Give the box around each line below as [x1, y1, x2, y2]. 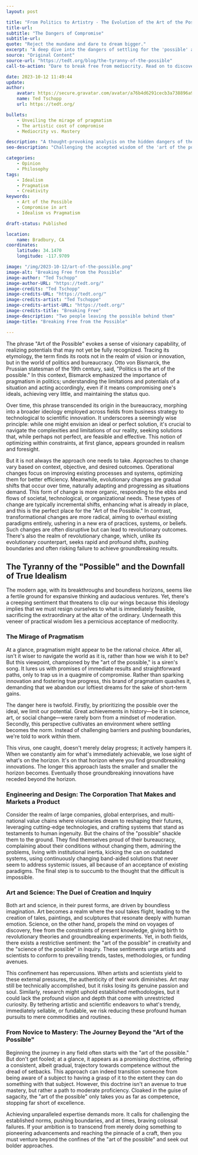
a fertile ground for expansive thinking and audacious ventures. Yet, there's [6, 593, 189, 600]
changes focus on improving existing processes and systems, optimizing [6, 470, 183, 477]
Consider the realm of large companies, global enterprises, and [6, 811, 160, 818]
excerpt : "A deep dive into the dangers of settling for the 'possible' [6, 47, 189, 53]
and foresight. [6, 445, 40, 452]
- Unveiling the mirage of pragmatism [16, 117, 112, 123]
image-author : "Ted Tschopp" [6, 275, 78, 281]
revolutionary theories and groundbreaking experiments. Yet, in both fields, [6, 933, 189, 940]
